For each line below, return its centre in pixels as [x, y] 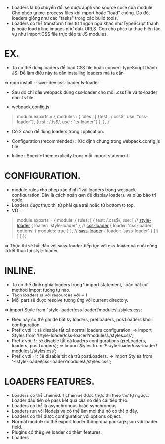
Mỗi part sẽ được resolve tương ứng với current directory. [70, 300]
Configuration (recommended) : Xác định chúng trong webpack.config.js [86, 141]
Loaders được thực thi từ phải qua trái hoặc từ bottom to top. [73, 205]
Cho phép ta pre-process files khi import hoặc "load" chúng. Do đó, [81, 13]
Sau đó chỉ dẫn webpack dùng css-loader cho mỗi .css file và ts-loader [84, 92]
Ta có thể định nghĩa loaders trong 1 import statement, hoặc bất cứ [80, 284]
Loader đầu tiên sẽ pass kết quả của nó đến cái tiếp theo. [70, 400]
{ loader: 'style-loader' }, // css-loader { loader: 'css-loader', [92, 225]
